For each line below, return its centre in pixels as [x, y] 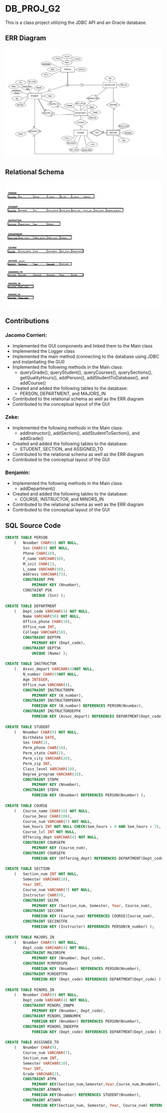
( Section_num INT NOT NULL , [46, 874]
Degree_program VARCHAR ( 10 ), [53, 774]
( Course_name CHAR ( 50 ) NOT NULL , [52, 811]
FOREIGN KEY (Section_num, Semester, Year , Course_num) [90, 1105]
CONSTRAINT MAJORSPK [44, 953]
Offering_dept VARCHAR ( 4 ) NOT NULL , [61, 837]
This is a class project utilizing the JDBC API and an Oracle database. [76, 22]
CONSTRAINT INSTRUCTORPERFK [52, 701]
